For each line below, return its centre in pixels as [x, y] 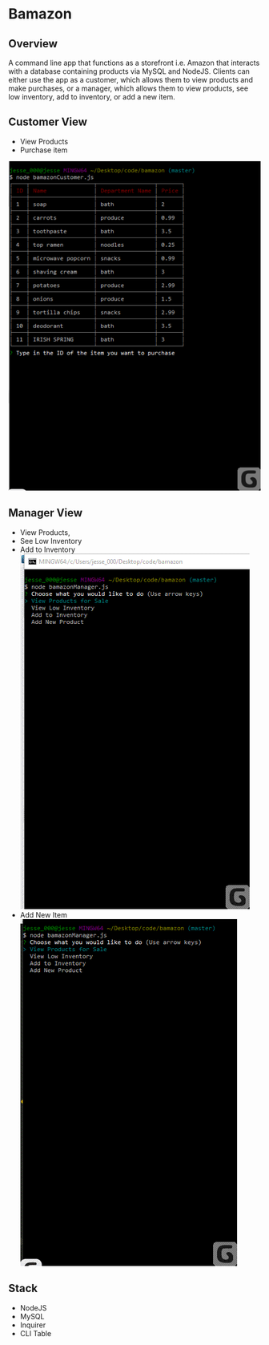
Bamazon [40, 14]
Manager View [45, 513]
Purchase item [44, 150]
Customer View [48, 122]
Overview [33, 44]
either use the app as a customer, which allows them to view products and [131, 80]
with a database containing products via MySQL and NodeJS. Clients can [129, 71]
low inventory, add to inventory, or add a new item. [92, 97]
